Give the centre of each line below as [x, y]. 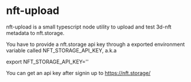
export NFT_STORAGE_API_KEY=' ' [48, 62]
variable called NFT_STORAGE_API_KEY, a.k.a [61, 50]
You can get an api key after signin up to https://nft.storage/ [78, 73]
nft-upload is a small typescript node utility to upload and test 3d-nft [89, 27]
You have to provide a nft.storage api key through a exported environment [95, 44]
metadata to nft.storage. [35, 33]
